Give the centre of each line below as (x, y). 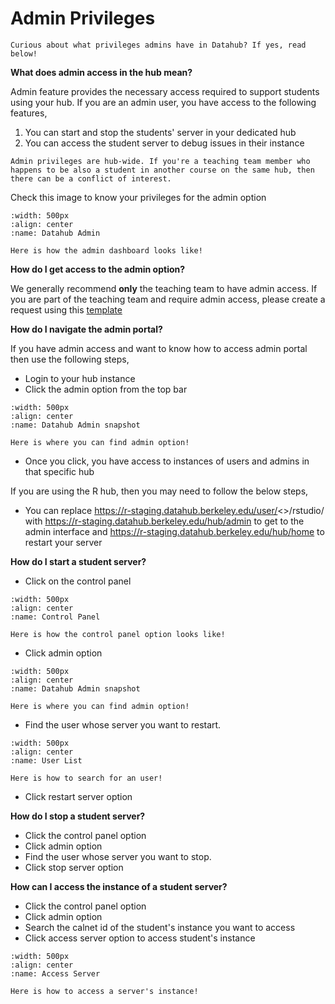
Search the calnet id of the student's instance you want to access (160, 927)
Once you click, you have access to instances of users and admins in (167, 461)
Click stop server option (74, 867)
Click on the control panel (78, 581)
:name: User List (46, 760)
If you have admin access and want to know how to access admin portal (159, 348)
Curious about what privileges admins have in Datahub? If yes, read (158, 45)
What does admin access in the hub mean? (101, 72)
